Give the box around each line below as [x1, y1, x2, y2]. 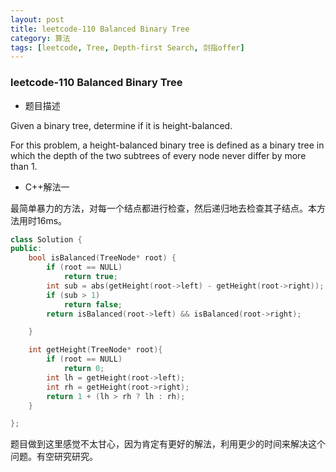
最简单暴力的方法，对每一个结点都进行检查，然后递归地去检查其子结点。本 [10, 202, 317, 214]
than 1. [10, 160, 38, 172]
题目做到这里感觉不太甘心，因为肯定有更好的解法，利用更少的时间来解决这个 [10, 438, 326, 450]
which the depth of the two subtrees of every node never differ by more [10, 149, 307, 161]
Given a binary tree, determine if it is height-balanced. [10, 119, 233, 131]
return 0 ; [63, 364, 105, 374]
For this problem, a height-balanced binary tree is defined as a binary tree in [10, 139, 325, 151]
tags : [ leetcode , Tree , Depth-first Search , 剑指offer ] [10, 42, 245, 53]
